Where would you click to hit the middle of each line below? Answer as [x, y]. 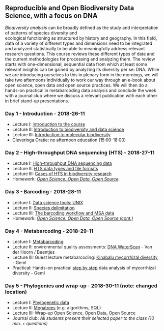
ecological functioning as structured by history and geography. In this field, [81, 38]
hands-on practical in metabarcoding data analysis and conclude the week [81, 90]
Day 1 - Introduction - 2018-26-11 [45, 114]
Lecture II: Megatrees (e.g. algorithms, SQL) [56, 308]
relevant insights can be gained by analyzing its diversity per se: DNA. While [82, 69]
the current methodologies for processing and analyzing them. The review [80, 59]
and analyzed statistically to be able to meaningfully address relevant [75, 48]
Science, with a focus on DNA [51, 16]
